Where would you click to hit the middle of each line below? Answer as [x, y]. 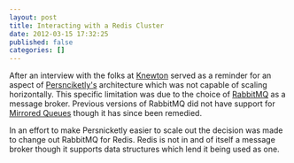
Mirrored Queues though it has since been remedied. [105, 113]
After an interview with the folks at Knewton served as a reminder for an [140, 75]
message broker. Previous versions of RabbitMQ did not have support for [143, 104]
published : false [41, 42]
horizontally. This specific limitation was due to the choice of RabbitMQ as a [147, 95]
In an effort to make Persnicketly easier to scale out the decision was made [146, 130]
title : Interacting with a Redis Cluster [87, 26]
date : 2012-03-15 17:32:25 [59, 34]
